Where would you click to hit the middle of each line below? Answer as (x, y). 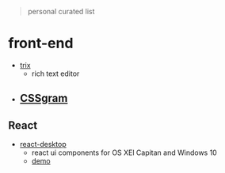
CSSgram (44, 98)
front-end (41, 43)
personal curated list (61, 11)
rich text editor (55, 73)
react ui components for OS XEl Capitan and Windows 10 (124, 152)
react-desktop (43, 145)
